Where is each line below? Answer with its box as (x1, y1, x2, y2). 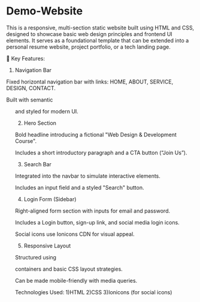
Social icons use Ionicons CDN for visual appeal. (14, 230, 135, 238)
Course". (14, 137, 37, 145)
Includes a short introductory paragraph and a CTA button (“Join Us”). (14, 149, 187, 156)
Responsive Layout (23, 242, 71, 249)
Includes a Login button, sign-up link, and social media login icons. (14, 219, 180, 226)
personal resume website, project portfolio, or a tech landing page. (6, 43, 171, 50)
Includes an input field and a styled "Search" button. (14, 184, 144, 191)
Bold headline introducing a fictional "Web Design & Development (14, 131, 177, 138)
